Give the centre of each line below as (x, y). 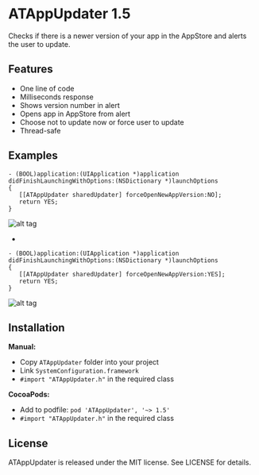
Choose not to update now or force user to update (102, 122)
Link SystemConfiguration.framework (79, 371)
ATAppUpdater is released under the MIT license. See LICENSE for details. (130, 462)
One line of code (47, 88)
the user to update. (39, 44)
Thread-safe (40, 130)
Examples (33, 156)
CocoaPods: (29, 395)
